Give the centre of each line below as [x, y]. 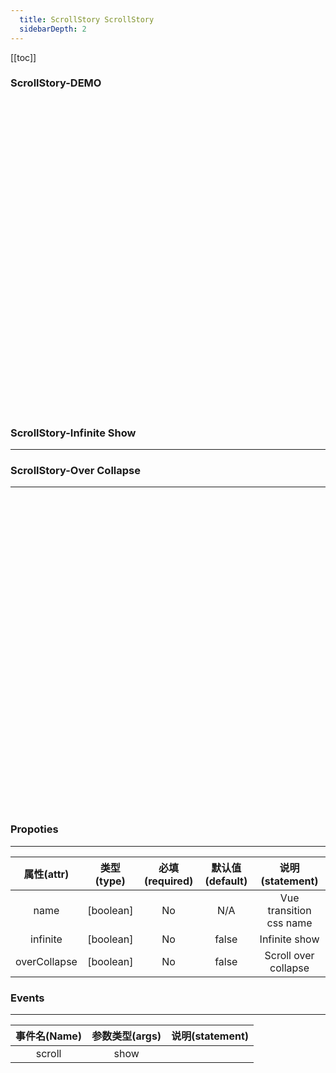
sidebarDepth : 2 [53, 29]
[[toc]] [23, 57]
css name [289, 923]
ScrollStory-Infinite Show [73, 433]
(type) [110, 881]
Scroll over [289, 955]
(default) [226, 881]
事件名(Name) [49, 1036]
